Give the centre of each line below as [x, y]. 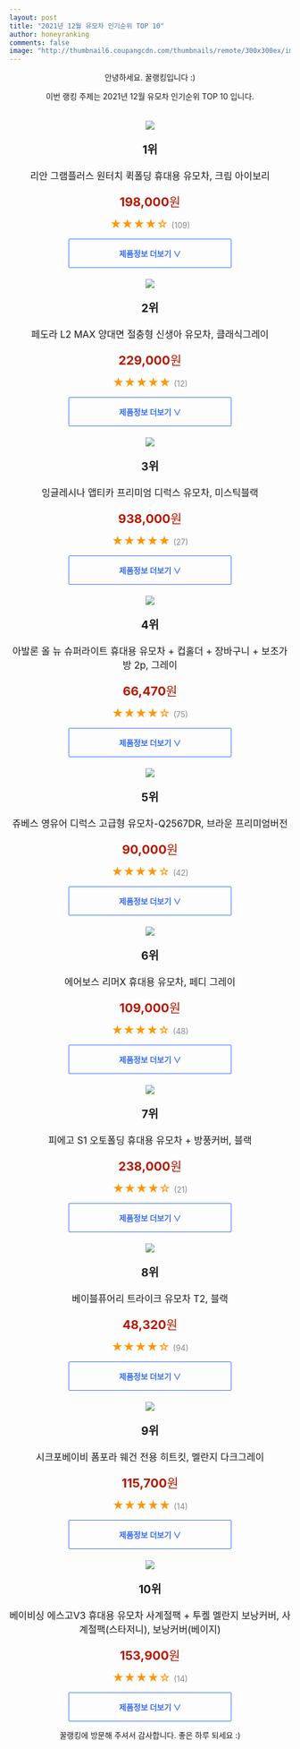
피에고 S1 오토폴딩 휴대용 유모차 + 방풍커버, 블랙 [150, 1141]
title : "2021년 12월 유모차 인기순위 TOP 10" [87, 26]
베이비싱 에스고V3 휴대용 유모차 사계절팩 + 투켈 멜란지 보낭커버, [144, 1616]
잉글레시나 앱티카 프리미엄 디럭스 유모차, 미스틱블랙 [150, 493]
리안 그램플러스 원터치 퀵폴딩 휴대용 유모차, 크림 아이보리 [150, 176]
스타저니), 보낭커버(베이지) [165, 1630]
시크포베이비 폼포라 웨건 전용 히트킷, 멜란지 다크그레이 [150, 1458]
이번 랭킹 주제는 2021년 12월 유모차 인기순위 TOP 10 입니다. [150, 97]
